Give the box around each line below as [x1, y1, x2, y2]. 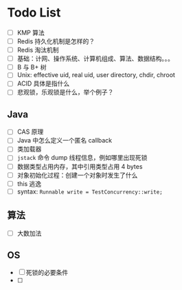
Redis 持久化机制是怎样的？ [16, 37, 95, 45]
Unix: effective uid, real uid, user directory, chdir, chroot [16, 71, 175, 79]
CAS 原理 [16, 127, 44, 136]
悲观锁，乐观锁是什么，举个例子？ [16, 88, 114, 96]
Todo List [7, 5, 61, 21]
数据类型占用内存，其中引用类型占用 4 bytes [16, 162, 143, 170]
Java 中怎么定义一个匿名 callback [16, 136, 112, 145]
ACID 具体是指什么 [16, 79, 70, 87]
